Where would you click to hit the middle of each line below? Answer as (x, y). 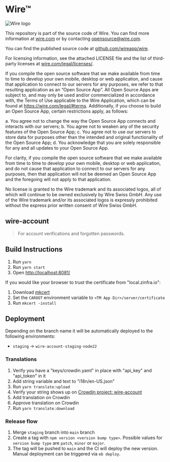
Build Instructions (34, 250)
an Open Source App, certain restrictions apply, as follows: (67, 111)
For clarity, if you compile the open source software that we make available (84, 158)
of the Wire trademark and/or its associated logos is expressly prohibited (81, 200)
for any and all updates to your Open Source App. (57, 148)
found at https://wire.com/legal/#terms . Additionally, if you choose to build (83, 105)
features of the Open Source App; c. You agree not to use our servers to (81, 132)
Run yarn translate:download (43, 408)
